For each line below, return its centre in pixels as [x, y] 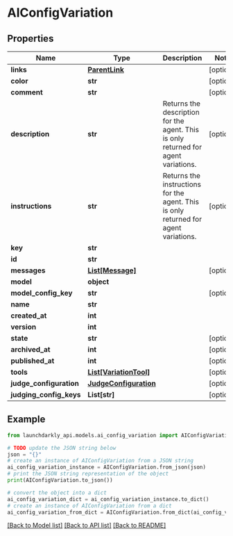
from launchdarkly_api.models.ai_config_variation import [93, 435]
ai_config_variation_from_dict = [55, 512]
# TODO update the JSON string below [62, 448]
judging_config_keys [46, 395]
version [24, 327]
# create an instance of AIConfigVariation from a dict [89, 505]
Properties [31, 39]
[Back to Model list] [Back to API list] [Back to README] [87, 526]
